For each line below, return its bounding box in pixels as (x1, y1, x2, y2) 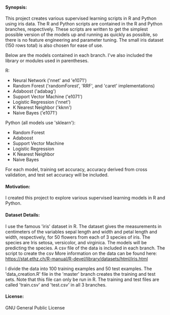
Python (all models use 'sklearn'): (5, 120, 75, 126)
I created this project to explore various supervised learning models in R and (5, 195, 165, 201)
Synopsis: (5, 4, 27, 10)
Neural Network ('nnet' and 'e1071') (12, 77, 87, 83)
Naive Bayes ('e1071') (12, 110, 58, 116)
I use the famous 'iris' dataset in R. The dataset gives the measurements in (5, 223, 162, 229)
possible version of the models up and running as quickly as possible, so (5, 32, 158, 38)
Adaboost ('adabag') (12, 88, 56, 94)
